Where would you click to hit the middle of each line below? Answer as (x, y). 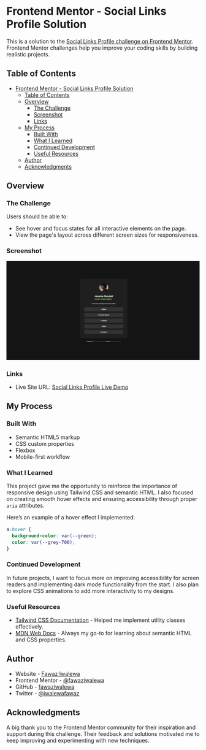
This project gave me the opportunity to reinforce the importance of (92, 486)
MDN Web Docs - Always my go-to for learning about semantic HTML (103, 633)
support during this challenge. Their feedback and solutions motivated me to (103, 733)
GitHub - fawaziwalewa (45, 687)
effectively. (29, 627)
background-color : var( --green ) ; (55, 536)
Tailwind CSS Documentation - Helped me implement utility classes (100, 620)
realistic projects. (28, 54)
